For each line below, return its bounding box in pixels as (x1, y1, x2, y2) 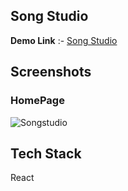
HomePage (10, 94, 65, 108)
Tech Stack (10, 145, 82, 162)
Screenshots (10, 64, 92, 81)
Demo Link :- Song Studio (10, 34, 118, 46)
